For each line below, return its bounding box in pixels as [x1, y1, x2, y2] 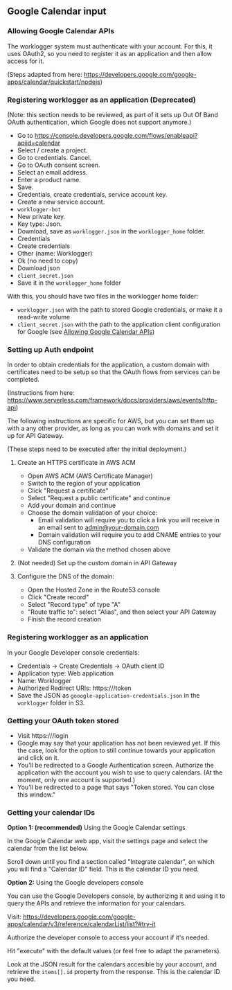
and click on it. [17, 753, 60, 761]
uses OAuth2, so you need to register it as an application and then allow [7, 49, 213, 58]
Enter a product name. [17, 175, 82, 184]
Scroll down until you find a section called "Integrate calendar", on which [7, 858, 215, 866]
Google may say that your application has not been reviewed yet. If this [17, 739, 220, 747]
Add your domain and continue [27, 502, 116, 510]
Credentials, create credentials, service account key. [17, 190, 168, 198]
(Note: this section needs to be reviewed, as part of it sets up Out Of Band [7, 110, 218, 118]
